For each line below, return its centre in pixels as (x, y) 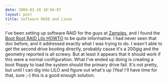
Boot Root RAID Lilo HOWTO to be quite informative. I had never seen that (81, 38)
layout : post (19, 14)
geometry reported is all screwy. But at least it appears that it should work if (83, 54)
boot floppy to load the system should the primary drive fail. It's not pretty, (82, 65)
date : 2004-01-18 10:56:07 (33, 10)
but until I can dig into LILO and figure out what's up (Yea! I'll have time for (81, 70)
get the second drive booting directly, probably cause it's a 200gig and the (82, 49)
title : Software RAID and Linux (39, 19)
